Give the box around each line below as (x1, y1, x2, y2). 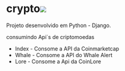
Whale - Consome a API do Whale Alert (14, 51, 113, 58)
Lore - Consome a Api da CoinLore (14, 58, 102, 65)
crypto (6, 2, 40, 16)
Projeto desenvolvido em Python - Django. (6, 22, 111, 29)
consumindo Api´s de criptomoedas (6, 33, 95, 40)
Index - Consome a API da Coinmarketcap (14, 45, 120, 52)
